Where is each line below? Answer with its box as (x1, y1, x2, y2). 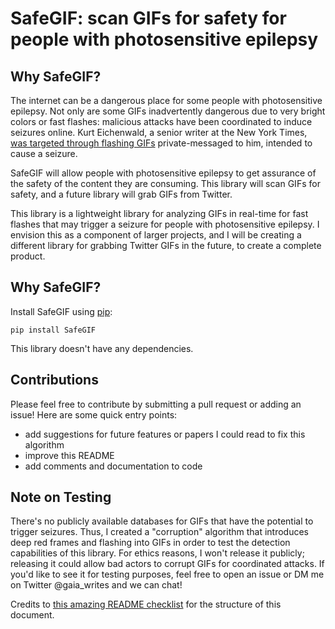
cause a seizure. (10, 148, 78, 159)
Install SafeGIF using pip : (10, 305, 113, 317)
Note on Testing (10, 489, 112, 506)
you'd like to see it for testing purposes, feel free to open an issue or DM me (10, 568, 325, 581)
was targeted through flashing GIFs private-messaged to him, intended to (10, 137, 313, 149)
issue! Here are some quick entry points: (10, 408, 178, 421)
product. (10, 250, 46, 262)
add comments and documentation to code (24, 460, 203, 472)
